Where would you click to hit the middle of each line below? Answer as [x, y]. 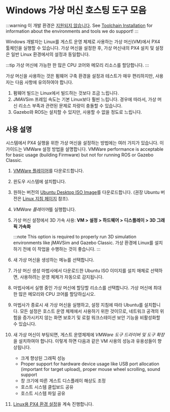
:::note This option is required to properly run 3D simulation [75, 236]
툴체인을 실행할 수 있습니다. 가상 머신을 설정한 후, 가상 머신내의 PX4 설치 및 [80, 48]
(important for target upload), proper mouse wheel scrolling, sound [91, 369]
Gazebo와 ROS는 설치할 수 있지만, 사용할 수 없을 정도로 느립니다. [77, 112]
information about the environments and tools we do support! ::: [72, 31]
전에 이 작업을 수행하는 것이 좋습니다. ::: [61, 249]
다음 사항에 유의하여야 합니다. [44, 82]
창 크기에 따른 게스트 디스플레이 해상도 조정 [63, 381]
